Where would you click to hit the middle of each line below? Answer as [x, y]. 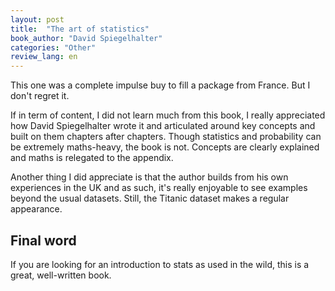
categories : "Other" [53, 47]
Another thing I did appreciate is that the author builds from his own [149, 177]
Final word [43, 240]
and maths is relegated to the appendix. [92, 158]
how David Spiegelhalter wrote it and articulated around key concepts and [163, 126]
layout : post [37, 19]
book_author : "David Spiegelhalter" [86, 38]
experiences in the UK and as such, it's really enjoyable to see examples [159, 188]
